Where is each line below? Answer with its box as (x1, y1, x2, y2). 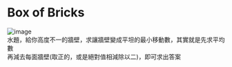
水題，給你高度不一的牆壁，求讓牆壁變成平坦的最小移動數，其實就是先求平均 (7, 36, 225, 44)
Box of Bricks (7, 5, 85, 21)
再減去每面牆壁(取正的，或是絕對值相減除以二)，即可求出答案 (7, 53, 182, 61)
